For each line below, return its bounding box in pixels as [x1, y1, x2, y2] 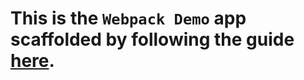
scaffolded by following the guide [10, 28, 295, 51]
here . [10, 50, 55, 72]
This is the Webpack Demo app [10, 7, 247, 30]
